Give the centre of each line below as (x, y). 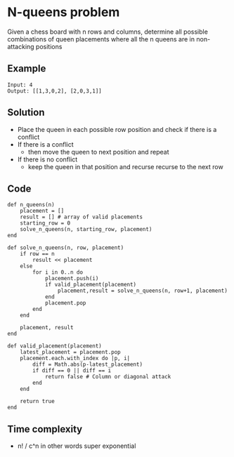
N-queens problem (64, 12)
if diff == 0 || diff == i (72, 371)
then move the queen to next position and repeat (99, 152)
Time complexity (45, 429)
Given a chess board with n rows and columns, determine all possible (108, 32)
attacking (21, 46)
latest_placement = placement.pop (70, 352)
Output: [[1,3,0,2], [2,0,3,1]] (54, 91)
